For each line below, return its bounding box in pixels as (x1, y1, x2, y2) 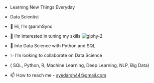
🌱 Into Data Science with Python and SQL (10, 43, 96, 49)
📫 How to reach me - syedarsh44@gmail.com (10, 72, 106, 78)
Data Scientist (10, 14, 39, 19)
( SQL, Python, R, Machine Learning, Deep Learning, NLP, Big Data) (10, 62, 149, 68)
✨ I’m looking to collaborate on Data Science (10, 52, 103, 58)
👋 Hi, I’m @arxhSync (10, 23, 53, 29)
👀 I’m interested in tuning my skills (10, 33, 81, 39)
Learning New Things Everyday (10, 4, 75, 10)
